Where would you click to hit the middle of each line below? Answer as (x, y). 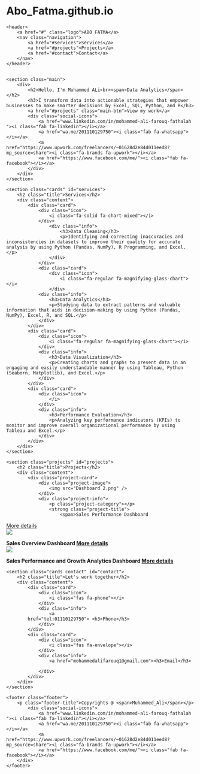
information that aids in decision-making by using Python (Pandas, (93, 310)
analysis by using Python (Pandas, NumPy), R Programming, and (87, 247)
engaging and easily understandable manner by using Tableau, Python (95, 368)
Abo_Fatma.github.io (60, 11)
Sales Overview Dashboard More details (57, 543)
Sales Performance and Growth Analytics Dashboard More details (90, 561)
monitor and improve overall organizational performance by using (91, 425)
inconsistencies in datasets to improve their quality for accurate (93, 242)
